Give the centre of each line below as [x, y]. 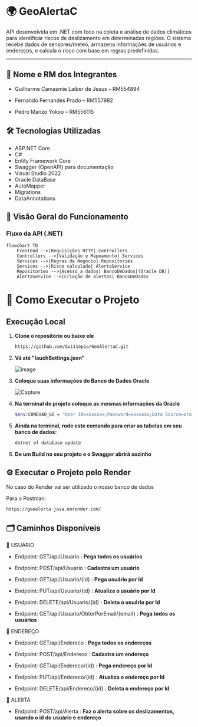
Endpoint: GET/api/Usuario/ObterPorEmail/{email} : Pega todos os [95, 614]
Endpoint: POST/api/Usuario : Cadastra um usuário [77, 568]
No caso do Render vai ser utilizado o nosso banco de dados [80, 486]
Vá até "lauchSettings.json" [49, 358]
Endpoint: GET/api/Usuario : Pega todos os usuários [78, 557]
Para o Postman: [26, 498]
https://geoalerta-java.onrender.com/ [54, 509]
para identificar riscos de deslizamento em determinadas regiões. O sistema [99, 38]
